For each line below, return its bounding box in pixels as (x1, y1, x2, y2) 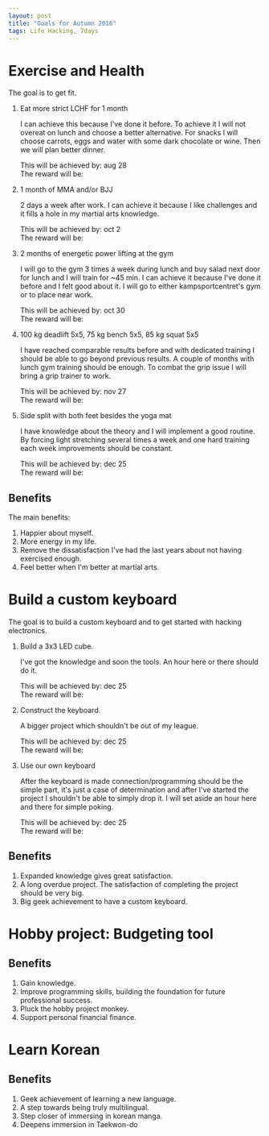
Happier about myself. (19, 529, 94, 538)
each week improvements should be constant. (19, 444, 173, 454)
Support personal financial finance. (19, 1012, 137, 1022)
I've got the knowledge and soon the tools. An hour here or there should (19, 657, 259, 667)
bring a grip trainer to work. (19, 371, 111, 381)
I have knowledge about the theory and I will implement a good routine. (19, 426, 255, 436)
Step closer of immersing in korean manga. (19, 1111, 163, 1121)
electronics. (8, 626, 47, 636)
